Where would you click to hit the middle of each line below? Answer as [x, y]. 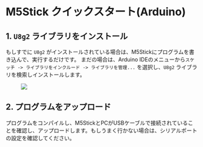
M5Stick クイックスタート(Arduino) [96, 12]
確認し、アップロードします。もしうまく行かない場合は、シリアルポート [107, 130]
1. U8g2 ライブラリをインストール [67, 36]
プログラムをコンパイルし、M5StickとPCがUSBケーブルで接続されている [97, 123]
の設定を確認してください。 [41, 138]
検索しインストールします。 [51, 75]
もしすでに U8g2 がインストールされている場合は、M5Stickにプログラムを [98, 52]
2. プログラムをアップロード [58, 107]
